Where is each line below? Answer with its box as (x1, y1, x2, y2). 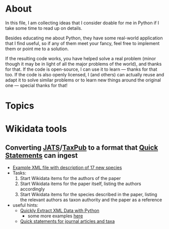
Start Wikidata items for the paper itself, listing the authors (20, 180, 141, 187)
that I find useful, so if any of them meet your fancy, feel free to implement (5, 40, 160, 46)
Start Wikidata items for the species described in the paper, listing (20, 192, 157, 198)
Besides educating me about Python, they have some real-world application (5, 35, 163, 41)
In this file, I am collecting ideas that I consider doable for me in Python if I (5, 20, 159, 26)
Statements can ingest (5, 151, 78, 160)
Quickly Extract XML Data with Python (20, 208, 100, 214)
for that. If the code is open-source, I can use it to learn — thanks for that (5, 66, 157, 72)
